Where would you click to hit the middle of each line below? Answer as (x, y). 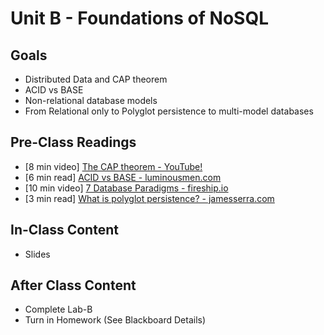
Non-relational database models (91, 100)
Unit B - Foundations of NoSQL (139, 18)
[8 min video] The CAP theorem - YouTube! (113, 166)
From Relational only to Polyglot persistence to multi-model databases (169, 111)
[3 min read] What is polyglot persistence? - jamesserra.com (149, 198)
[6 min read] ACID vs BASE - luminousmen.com (123, 177)
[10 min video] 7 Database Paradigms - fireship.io (126, 188)
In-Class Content (64, 230)
